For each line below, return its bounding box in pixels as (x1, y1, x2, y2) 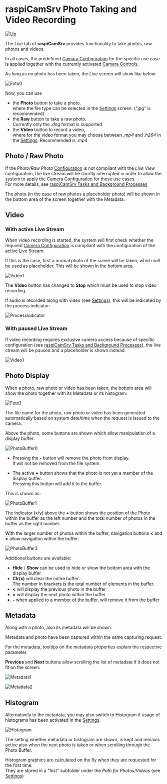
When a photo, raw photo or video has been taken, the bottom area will (5, 385, 151, 391)
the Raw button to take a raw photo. (12, 116, 86, 122)
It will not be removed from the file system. (12, 460, 101, 466)
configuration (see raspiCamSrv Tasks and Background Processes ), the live (5, 342, 161, 348)
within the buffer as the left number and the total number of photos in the (5, 515, 156, 521)
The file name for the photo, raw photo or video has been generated (5, 409, 145, 415)
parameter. (5, 649, 28, 655)
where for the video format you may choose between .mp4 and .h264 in (12, 132, 161, 138)
